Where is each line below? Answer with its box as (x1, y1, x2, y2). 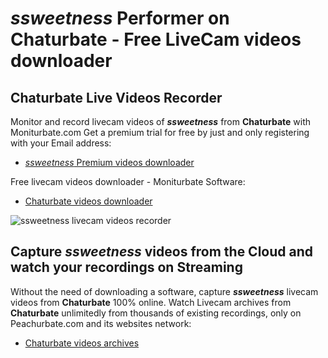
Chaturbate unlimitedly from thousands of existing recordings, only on (10, 307, 302, 319)
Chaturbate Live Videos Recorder (10, 89, 223, 106)
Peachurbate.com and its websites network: (10, 317, 192, 329)
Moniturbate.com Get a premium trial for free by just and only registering (10, 127, 310, 138)
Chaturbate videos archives (24, 337, 140, 349)
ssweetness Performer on (10, 7, 230, 30)
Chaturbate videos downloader (24, 195, 153, 207)
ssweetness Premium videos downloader (24, 157, 195, 168)
